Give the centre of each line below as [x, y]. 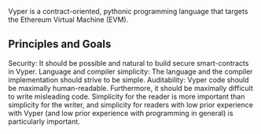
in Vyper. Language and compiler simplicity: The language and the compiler [130, 71]
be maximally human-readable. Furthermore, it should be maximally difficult [131, 88]
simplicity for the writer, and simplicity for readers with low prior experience [131, 104]
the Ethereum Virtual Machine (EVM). [68, 20]
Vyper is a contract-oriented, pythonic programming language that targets [128, 11]
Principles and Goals [60, 44]
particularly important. [44, 121]
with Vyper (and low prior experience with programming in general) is [121, 113]
